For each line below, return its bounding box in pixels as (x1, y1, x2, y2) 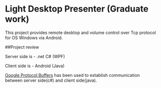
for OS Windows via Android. (5, 35, 63, 41)
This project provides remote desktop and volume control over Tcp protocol (5, 29, 156, 35)
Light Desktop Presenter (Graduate (5, 3, 149, 15)
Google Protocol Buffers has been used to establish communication (5, 72, 140, 78)
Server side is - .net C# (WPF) (5, 53, 65, 59)
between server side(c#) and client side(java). (5, 77, 97, 83)
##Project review (5, 44, 39, 50)
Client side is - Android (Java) (5, 63, 64, 69)
